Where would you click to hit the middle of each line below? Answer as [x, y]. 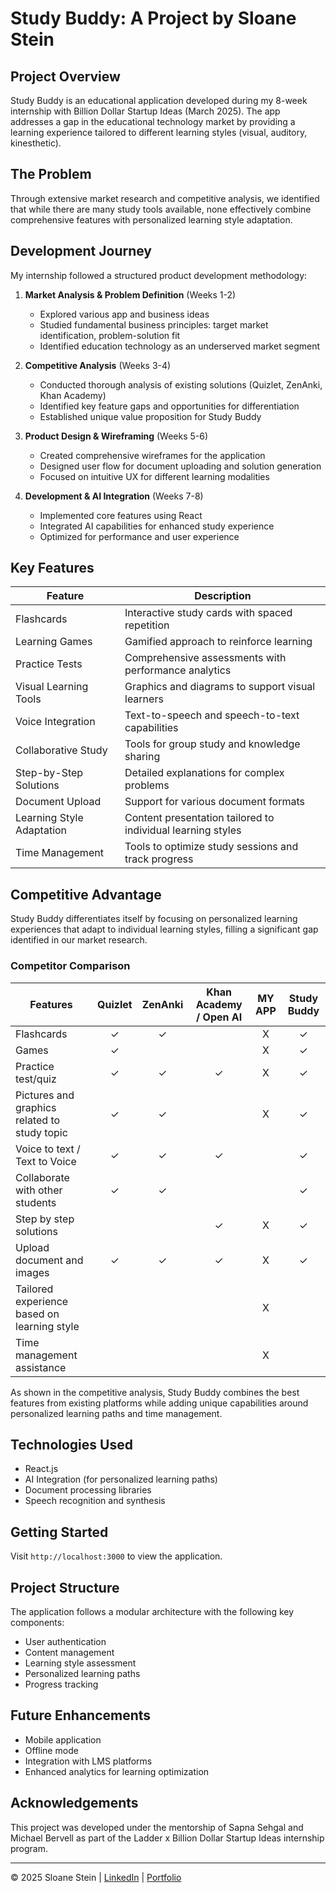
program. [29, 1848]
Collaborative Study [61, 750]
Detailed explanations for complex [204, 773]
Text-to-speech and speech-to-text [212, 715]
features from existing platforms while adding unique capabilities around [159, 1403]
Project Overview [65, 76]
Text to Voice [46, 1161]
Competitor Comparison [70, 966]
